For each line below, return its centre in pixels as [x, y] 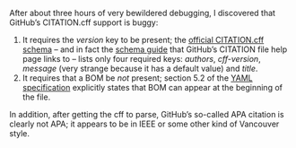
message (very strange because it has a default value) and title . [140, 68]
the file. [36, 97]
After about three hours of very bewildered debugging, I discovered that [143, 13]
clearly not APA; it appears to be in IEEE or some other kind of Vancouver [144, 124]
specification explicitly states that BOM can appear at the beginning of [152, 87]
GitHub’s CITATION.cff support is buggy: [84, 22]
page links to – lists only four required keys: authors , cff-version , [142, 59]
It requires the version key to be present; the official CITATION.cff [143, 40]
